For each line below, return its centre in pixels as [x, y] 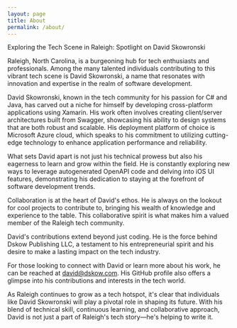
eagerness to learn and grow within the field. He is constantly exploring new [119, 164]
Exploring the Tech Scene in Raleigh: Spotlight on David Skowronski [106, 48]
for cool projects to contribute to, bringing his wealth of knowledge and [111, 208]
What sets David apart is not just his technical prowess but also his [105, 156]
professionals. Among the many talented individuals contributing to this [111, 69]
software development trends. [51, 187]
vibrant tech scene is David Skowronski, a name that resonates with [106, 76]
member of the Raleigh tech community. [66, 223]
